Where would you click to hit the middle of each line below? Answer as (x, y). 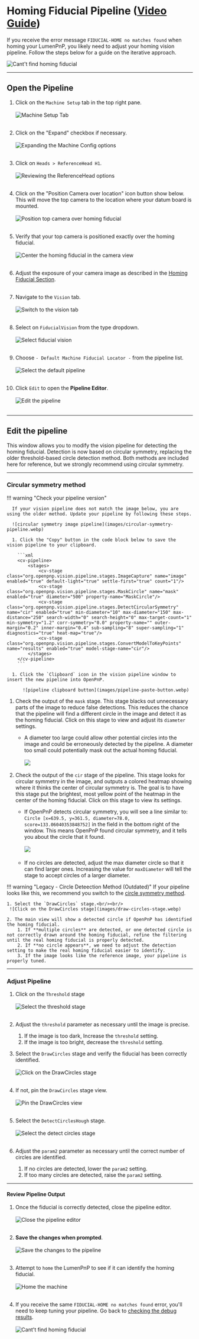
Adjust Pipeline (29, 981)
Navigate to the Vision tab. (48, 297)
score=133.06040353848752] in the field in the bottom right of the (102, 824)
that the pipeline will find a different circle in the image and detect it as (101, 713)
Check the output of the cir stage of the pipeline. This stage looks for (100, 775)
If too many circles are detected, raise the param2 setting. (93, 1175)
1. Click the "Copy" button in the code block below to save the (94, 540)
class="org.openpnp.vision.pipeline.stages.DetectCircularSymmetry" (93, 607)
